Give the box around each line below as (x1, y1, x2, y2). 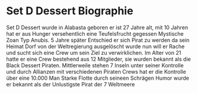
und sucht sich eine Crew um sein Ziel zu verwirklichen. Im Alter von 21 (6, 49, 181, 56)
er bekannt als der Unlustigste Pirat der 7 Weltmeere (6, 80, 136, 87)
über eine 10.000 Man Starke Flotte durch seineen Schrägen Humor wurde (6, 74, 190, 82)
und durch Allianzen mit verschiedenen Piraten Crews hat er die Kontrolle (6, 68, 186, 75)
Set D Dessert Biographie (6, 4, 134, 18)
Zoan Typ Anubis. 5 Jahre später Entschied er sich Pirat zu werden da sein (6, 36, 190, 43)
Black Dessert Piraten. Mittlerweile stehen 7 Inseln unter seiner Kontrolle (6, 61, 184, 69)
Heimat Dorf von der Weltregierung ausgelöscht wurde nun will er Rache (6, 43, 185, 50)
